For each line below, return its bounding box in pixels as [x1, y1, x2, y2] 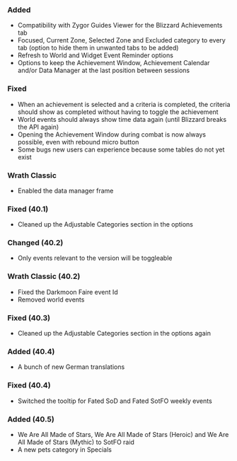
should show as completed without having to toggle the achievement [17, 108, 219, 116]
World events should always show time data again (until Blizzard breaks [17, 115, 227, 123]
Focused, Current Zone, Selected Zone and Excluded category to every [17, 36, 226, 45]
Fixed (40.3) [7, 313, 51, 323]
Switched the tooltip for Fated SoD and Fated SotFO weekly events [17, 397, 212, 405]
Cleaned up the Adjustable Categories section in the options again [17, 329, 211, 338]
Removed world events [17, 295, 85, 304]
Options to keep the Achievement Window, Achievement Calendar [17, 59, 210, 67]
